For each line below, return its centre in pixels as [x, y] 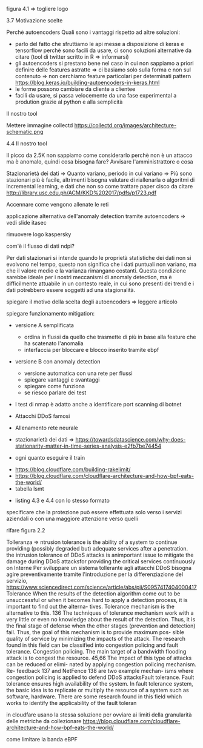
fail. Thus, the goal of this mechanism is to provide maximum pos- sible [95, 632]
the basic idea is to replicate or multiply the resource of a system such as [98, 690]
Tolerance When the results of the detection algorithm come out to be [93, 594]
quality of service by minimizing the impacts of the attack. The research [96, 639]
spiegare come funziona [54, 386]
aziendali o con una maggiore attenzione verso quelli [72, 518]
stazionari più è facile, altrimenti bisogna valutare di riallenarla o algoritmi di [101, 180]
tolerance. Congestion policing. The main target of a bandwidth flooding [96, 651]
